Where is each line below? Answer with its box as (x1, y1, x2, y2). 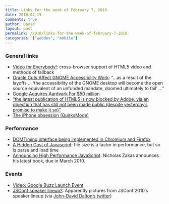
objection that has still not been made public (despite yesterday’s (12, 102, 148, 108)
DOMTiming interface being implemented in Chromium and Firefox (12, 136, 151, 142)
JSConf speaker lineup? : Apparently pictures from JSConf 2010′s (12, 187, 148, 193)
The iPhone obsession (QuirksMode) (12, 112, 89, 118)
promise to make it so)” (12, 107, 62, 113)
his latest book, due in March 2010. (12, 158, 86, 164)
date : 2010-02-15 (5, 12, 42, 17)
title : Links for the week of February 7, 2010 (5, 7, 107, 13)
